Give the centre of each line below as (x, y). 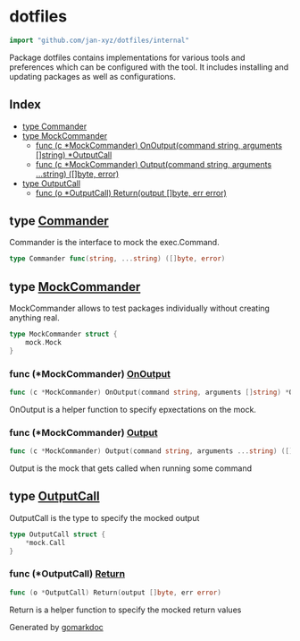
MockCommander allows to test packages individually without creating (140, 308)
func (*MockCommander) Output (83, 432)
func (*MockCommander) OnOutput (90, 373)
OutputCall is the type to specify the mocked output (104, 517)
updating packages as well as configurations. (92, 76)
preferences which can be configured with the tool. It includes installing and (149, 67)
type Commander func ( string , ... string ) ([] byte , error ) (117, 259)
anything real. (34, 318)
